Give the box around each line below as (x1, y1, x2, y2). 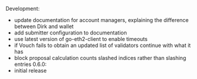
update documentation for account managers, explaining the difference (14, 17, 189, 23)
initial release (14, 67, 47, 74)
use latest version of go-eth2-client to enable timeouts (14, 36, 148, 42)
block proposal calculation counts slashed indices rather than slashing (14, 55, 186, 61)
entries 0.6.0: (14, 61, 47, 68)
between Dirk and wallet (14, 23, 74, 30)
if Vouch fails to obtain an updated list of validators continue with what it (14, 42, 191, 49)
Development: (5, 5, 40, 12)
